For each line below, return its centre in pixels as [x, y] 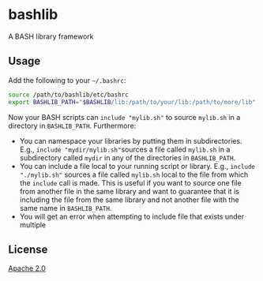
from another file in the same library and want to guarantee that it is [129, 191]
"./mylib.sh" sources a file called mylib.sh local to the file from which [134, 174]
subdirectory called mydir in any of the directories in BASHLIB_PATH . [128, 157]
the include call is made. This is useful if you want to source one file [131, 182]
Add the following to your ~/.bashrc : [67, 80]
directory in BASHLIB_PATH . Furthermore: [72, 126]
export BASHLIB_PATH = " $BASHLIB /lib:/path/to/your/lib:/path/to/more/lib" [132, 102]
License [28, 249]
